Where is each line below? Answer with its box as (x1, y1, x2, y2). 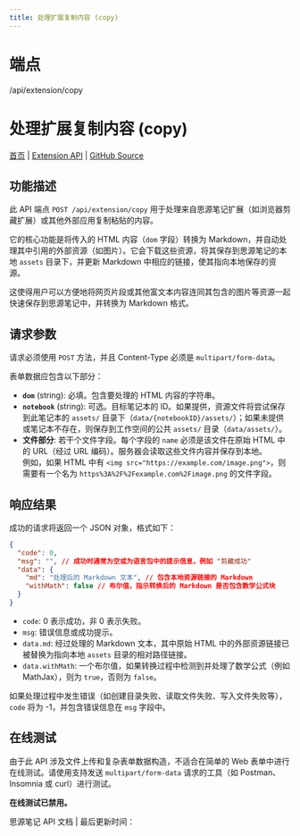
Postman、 (239, 766, 281, 778)
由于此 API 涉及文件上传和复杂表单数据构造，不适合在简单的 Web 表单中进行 (9, 756, 290, 766)
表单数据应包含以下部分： (9, 371, 104, 382)
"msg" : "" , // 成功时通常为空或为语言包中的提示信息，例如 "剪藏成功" (17, 556, 252, 566)
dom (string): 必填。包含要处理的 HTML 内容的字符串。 (21, 390, 221, 401)
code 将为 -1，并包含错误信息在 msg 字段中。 (9, 701, 171, 712)
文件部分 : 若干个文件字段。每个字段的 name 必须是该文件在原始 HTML (21, 435, 276, 445)
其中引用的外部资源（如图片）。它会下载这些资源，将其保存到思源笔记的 (16, 245, 279, 256)
